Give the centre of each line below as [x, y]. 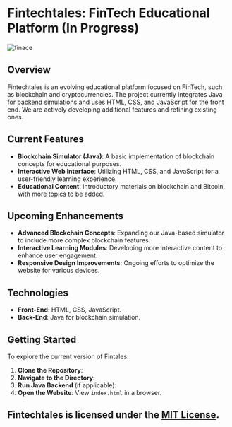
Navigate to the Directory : [56, 378]
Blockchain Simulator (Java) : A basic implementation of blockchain [116, 156]
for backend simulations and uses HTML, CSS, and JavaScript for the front [116, 102]
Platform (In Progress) [73, 28]
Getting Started [42, 340]
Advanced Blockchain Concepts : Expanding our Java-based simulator [121, 233]
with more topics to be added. [61, 194]
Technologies [38, 292]
